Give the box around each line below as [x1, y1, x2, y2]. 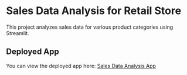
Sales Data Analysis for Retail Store [6, 4, 182, 18]
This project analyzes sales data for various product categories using [6, 23, 174, 30]
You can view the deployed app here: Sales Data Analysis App [6, 62, 157, 69]
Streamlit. [6, 29, 29, 36]
